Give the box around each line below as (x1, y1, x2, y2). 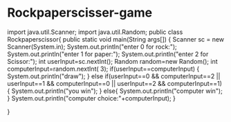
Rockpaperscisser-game (7, 5, 153, 21)
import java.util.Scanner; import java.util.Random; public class (7, 28, 183, 36)
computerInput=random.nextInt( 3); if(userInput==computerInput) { (7, 64, 200, 73)
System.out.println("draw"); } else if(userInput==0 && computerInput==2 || (7, 71, 221, 80)
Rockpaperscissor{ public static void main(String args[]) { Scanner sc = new (7, 35, 225, 43)
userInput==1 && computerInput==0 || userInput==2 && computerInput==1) (7, 79, 223, 87)
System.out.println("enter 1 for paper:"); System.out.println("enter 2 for (7, 50, 209, 58)
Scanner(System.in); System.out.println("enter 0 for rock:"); (7, 42, 178, 51)
